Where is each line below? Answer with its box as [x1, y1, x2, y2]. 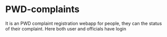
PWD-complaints [5, 4, 80, 15]
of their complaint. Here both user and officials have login [5, 25, 127, 31]
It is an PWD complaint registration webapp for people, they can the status [5, 20, 162, 26]
